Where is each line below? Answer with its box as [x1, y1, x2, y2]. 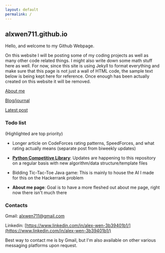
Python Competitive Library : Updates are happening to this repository [12, 155, 156, 161]
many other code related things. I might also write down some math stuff [5, 57, 153, 64]
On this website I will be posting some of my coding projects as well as [5, 53, 149, 58]
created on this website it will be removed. [5, 79, 91, 84]
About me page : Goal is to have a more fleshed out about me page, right [12, 184, 160, 190]
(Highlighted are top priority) [5, 131, 63, 137]
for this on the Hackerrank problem [12, 175, 84, 181]
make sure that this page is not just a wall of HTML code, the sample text [5, 68, 153, 74]
